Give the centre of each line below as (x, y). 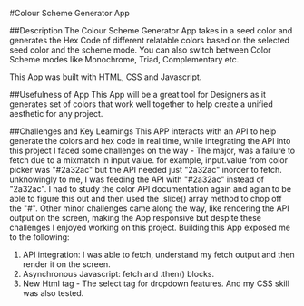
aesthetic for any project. (56, 114)
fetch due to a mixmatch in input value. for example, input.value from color (149, 160)
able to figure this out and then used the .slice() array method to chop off (146, 199)
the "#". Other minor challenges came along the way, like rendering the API (150, 208)
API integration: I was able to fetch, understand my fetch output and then (158, 254)
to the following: (39, 237)
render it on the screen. (66, 264)
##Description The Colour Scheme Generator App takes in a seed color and (151, 30)
